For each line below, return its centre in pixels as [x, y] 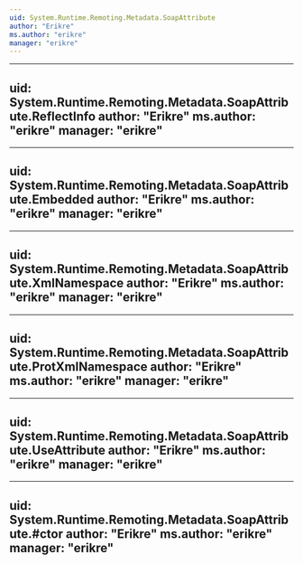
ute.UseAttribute [57, 450]
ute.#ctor [36, 534]
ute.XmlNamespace [67, 283]
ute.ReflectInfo [53, 116]
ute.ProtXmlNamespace [78, 367]
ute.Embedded [52, 200]
